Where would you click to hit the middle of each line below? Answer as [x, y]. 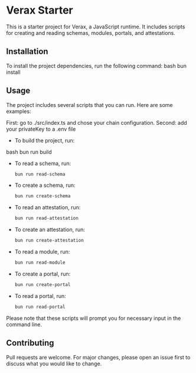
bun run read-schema [40, 174]
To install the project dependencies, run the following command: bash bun [97, 66]
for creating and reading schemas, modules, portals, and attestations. [91, 33]
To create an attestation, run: [50, 230]
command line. [24, 324]
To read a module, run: [42, 252]
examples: [19, 111]
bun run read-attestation [46, 218]
